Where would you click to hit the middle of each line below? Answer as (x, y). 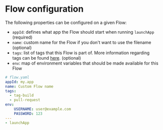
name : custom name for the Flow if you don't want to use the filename (82, 42)
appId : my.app (20, 82)
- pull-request (25, 100)
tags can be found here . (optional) (47, 58)
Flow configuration (45, 9)
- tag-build (22, 96)
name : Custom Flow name (29, 87)
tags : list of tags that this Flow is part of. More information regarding (81, 53)
